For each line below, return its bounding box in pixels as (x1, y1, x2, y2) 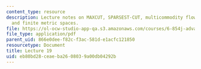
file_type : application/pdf (6, 31, 77, 37)
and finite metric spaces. (11, 20, 79, 26)
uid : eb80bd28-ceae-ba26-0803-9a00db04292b (6, 53, 117, 59)
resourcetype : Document (6, 43, 66, 49)
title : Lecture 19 (6, 48, 52, 54)
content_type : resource (6, 8, 66, 15)
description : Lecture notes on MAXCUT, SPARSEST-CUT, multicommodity (6, 14, 184, 20)
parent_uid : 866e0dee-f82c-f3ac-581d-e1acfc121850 (6, 37, 135, 43)
